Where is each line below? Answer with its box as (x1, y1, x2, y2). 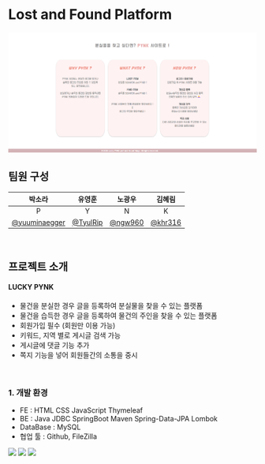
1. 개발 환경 (8, 387, 48, 398)
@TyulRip (72, 217, 103, 226)
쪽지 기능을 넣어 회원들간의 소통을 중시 (19, 350, 138, 360)
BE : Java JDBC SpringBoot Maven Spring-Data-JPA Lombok (19, 414, 218, 423)
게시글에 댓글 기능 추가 (19, 340, 90, 350)
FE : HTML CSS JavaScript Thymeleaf (19, 406, 144, 415)
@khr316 (150, 217, 181, 226)
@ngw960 (109, 217, 144, 226)
